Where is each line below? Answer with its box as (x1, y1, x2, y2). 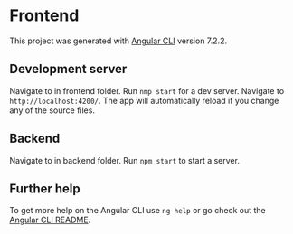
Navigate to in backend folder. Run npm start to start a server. (9, 154, 240, 165)
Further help (9, 181, 81, 196)
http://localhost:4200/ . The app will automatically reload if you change (9, 95, 279, 106)
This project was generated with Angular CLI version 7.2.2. (9, 35, 228, 46)
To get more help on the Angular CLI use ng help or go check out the (9, 205, 266, 216)
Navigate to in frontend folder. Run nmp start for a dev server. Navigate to (9, 85, 285, 96)
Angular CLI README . (9, 214, 91, 226)
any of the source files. (9, 105, 95, 116)
